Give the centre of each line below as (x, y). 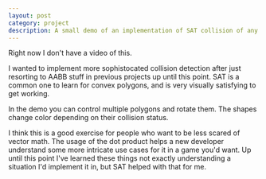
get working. (29, 94)
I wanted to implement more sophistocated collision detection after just (125, 68)
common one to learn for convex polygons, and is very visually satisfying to (132, 85)
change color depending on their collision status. (88, 118)
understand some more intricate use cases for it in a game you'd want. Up (130, 150)
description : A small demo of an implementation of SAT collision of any (133, 30)
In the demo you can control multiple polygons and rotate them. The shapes (133, 109)
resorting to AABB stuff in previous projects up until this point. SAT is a (124, 77)
